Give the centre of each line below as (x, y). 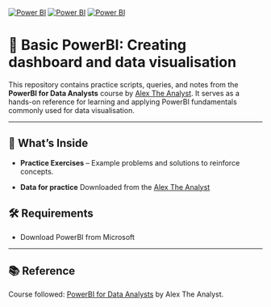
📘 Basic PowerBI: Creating (98, 45)
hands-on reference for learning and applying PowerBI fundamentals (123, 102)
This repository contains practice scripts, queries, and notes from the (124, 84)
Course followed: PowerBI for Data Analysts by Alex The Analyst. (116, 294)
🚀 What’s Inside (48, 143)
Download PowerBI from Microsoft (77, 237)
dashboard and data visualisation (122, 63)
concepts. (37, 171)
